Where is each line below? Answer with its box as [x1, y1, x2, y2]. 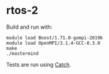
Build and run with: [6, 23, 53, 30]
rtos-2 [6, 4, 38, 17]
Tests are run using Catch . [6, 61, 71, 68]
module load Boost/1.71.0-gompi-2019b [6, 35, 103, 41]
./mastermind [6, 50, 39, 57]
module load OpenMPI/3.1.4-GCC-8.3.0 [6, 40, 101, 46]
